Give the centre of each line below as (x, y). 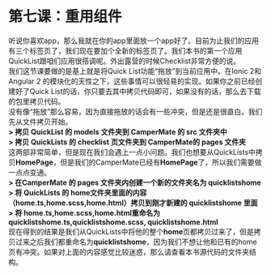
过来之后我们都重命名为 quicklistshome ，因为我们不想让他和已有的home (136, 242)
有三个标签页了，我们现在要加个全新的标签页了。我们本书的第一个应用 (125, 50)
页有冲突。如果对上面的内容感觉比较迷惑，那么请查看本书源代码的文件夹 (129, 251)
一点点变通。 (30, 172)
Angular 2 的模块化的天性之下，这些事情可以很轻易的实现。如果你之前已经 (132, 81)
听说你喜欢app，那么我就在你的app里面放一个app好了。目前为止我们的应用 (134, 41)
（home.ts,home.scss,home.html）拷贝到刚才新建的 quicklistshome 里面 (133, 203)
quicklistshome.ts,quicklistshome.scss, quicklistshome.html (113, 222)
